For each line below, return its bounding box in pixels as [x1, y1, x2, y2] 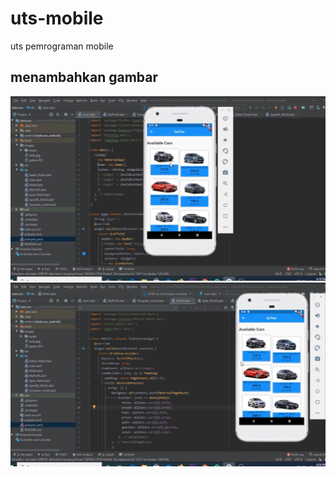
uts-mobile [10, 7, 104, 30]
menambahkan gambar [10, 69, 159, 86]
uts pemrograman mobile [10, 40, 114, 52]
